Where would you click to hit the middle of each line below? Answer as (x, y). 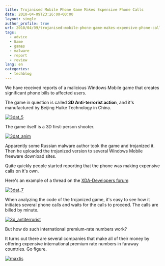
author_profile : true (27, 23)
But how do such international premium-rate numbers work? (66, 229)
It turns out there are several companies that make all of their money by (77, 238)
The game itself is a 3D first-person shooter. (50, 126)
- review (18, 60)
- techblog (21, 74)
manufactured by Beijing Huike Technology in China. (58, 107)
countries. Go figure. (26, 249)
